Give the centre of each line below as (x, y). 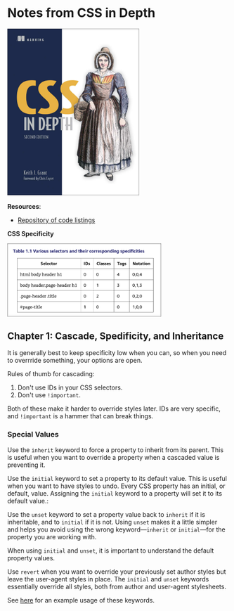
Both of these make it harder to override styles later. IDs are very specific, (114, 409)
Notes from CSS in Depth (82, 13)
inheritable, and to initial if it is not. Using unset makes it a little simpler (112, 522)
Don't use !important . (49, 395)
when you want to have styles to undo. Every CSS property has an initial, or (117, 486)
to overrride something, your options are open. (75, 361)
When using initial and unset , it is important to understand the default (111, 551)
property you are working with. (52, 536)
